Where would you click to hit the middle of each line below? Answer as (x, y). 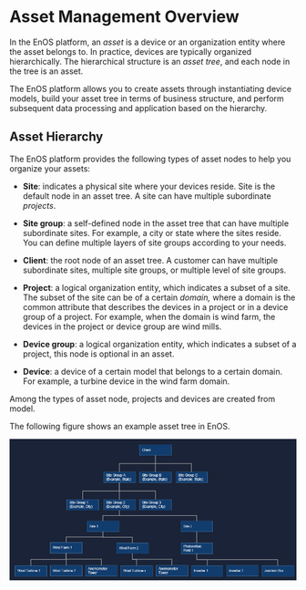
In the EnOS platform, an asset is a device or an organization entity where (148, 42)
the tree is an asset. (46, 71)
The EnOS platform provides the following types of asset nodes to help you (150, 159)
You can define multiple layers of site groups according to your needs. (154, 243)
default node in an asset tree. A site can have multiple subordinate (147, 196)
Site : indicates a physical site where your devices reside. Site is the (149, 186)
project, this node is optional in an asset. (98, 354)
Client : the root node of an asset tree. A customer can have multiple (150, 260)
